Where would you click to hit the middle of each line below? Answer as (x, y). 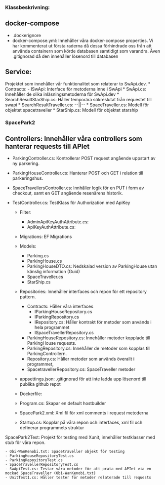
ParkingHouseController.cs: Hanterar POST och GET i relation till (78, 173)
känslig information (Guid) (53, 272)
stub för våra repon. (25, 443)
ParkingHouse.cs (44, 261)
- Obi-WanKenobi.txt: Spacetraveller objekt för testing (65, 452)
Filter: (25, 212)
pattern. (28, 297)
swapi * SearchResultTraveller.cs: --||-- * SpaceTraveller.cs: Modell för (77, 105)
